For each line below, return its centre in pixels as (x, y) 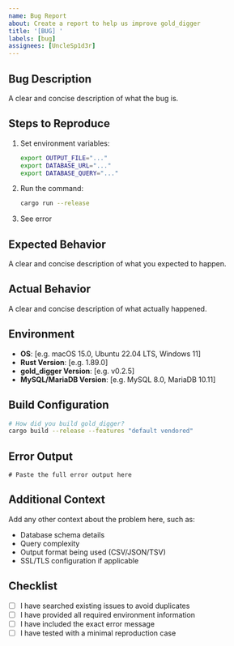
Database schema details (62, 534)
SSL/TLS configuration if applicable (79, 560)
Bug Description (50, 79)
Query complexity (50, 543)
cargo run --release (55, 203)
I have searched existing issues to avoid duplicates (105, 606)
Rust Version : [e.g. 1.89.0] (64, 362)
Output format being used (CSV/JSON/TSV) (93, 552)
